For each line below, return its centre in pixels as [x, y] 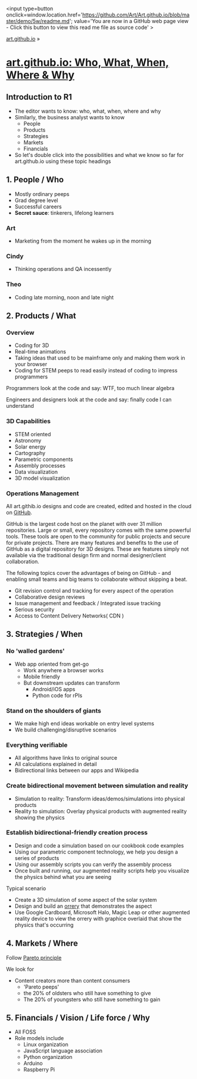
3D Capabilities [29, 421]
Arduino [33, 1063]
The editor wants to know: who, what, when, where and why [88, 111]
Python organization [48, 1057]
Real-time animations [40, 352]
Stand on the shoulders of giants [54, 711]
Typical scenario [26, 888]
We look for [20, 969]
